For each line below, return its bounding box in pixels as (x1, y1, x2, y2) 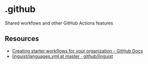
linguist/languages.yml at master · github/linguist (12, 53, 113, 59)
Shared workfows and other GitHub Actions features (5, 20, 114, 26)
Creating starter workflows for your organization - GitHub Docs (12, 47, 143, 53)
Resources (5, 34, 39, 43)
